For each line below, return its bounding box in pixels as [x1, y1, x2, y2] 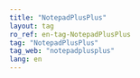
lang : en [9, 55, 42, 64]
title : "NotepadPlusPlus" [9, 13, 107, 22]
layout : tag [9, 22, 54, 30]
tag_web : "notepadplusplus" [9, 47, 116, 56]
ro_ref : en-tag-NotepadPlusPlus [9, 30, 131, 39]
